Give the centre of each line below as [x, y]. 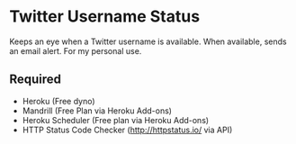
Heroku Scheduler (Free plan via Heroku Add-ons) [116, 120]
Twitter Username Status [105, 17]
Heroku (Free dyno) [59, 101]
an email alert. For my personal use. [76, 50]
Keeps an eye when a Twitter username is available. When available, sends [148, 41]
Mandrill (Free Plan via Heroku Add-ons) [97, 111]
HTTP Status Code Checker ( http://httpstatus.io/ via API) [127, 130]
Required [35, 80]
